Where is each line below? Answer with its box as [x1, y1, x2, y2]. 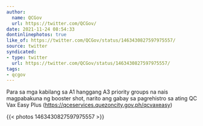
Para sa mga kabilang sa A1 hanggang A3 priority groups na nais [6, 88, 169, 95]
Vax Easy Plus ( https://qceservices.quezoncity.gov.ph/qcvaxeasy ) [6, 102, 173, 109]
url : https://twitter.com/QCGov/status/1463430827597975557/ [12, 60, 171, 66]
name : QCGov [12, 15, 43, 21]
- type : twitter [6, 54, 48, 61]
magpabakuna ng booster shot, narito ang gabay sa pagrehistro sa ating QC [6, 95, 198, 102]
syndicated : [6, 49, 37, 55]
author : [6, 9, 26, 15]
